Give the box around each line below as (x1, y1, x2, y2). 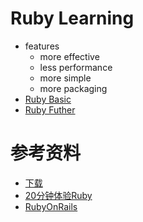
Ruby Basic (24, 93, 72, 105)
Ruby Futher (24, 103, 76, 116)
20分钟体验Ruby (24, 189, 93, 201)
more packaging (39, 82, 108, 94)
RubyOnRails (24, 200, 78, 212)
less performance (39, 61, 113, 73)
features (24, 40, 60, 52)
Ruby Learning (10, 7, 135, 30)
